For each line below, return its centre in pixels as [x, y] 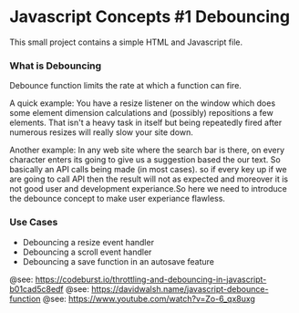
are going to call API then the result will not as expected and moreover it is [149, 179]
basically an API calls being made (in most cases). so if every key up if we [148, 170]
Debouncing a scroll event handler [87, 252]
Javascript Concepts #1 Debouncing [149, 17]
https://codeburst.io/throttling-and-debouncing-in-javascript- [151, 279]
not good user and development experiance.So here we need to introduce [148, 189]
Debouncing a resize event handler [88, 242]
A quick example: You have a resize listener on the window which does [143, 103]
